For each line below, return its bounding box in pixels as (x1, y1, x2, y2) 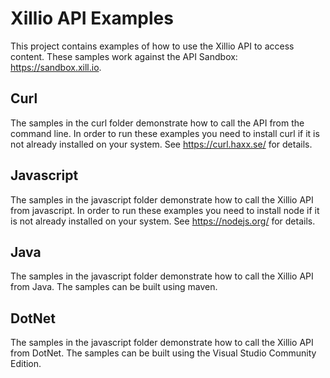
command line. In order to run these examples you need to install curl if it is (10, 127, 320, 139)
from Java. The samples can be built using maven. (10, 281, 218, 293)
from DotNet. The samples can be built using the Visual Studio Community (10, 347, 317, 359)
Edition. (10, 358, 42, 370)
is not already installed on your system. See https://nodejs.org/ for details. (10, 215, 316, 227)
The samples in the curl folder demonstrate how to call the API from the (10, 117, 305, 129)
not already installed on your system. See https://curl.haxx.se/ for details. (10, 138, 313, 150)
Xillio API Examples (10, 7, 174, 30)
